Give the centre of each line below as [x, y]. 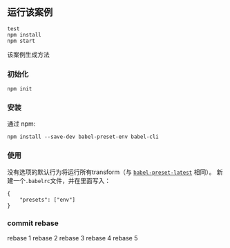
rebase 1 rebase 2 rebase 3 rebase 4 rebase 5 [73, 238]
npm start [21, 41]
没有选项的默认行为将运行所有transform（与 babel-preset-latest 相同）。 [111, 172]
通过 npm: [21, 124]
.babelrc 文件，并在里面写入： [68, 180]
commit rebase [33, 223]
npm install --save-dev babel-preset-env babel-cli [83, 137]
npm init [20, 89]
